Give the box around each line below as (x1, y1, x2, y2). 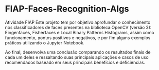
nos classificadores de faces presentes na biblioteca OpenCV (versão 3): (5, 24, 152, 30)
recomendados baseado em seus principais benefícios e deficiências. (5, 59, 145, 65)
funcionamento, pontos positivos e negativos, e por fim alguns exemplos (5, 35, 151, 41)
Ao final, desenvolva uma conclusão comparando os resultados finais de (5, 49, 151, 55)
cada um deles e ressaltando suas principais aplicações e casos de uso (5, 54, 149, 60)
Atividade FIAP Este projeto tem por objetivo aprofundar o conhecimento (5, 19, 151, 25)
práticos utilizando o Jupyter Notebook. (5, 40, 85, 45)
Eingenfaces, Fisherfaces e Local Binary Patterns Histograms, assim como (5, 29, 155, 35)
